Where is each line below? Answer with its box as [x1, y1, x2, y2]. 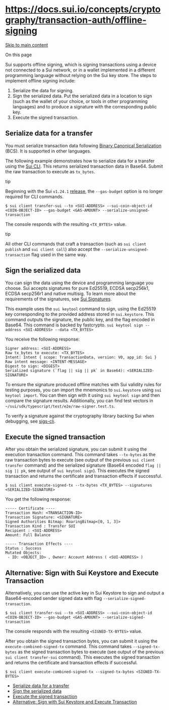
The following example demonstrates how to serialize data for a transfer [5, 158, 155, 164]
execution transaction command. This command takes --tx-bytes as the [5, 452, 156, 458]
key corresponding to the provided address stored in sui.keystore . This [5, 311, 154, 317]
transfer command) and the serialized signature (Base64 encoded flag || [5, 462, 161, 468]
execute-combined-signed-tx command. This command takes [5, 644, 132, 650]
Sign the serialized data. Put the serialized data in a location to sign [12, 93, 152, 99]
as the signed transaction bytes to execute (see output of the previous [17, 649, 164, 655]
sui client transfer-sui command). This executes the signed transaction [5, 654, 160, 660]
